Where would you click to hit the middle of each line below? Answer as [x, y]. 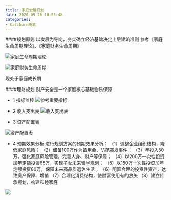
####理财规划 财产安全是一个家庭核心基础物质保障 [59, 90]
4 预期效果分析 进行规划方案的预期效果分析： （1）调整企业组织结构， [87, 144]
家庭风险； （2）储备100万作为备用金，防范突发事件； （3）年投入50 [91, 150]
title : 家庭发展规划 [25, 10]
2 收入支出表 [26, 111]
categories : [18, 19]
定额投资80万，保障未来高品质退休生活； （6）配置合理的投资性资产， [87, 169]
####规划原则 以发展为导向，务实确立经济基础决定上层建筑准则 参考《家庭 [84, 39]
